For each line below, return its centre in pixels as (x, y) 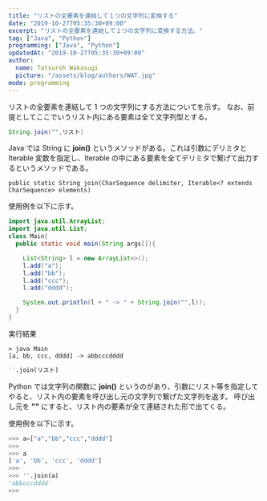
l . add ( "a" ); (42, 265)
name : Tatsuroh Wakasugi (57, 68)
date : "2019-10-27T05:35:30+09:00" (68, 23)
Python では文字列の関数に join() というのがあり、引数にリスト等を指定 (127, 386)
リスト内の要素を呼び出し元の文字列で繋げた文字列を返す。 (134, 396)
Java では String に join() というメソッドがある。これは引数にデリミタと (127, 148)
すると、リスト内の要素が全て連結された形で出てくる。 (139, 406)
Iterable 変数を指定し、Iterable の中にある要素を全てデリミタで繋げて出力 (130, 158)
